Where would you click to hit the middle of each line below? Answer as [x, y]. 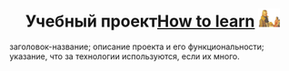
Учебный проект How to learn [140, 21]
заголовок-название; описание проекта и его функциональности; [137, 46]
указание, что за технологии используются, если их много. [125, 56]
